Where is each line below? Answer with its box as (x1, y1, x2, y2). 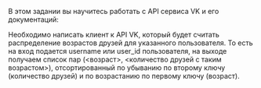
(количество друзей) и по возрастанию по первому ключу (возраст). (8, 72, 241, 80)
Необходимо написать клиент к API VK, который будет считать (8, 30, 219, 39)
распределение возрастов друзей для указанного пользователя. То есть (8, 38, 253, 48)
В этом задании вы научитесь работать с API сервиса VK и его (8, 7, 219, 16)
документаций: (8, 15, 59, 24)
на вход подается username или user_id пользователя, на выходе (8, 47, 227, 55)
